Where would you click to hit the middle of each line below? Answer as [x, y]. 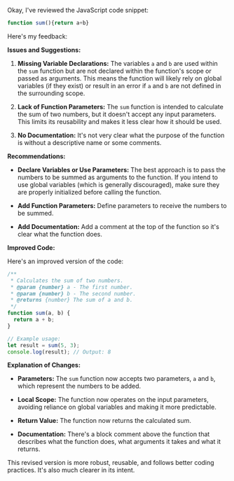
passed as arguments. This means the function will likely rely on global [119, 78]
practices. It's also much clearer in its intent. [71, 470]
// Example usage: [34, 339]
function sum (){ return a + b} [48, 23]
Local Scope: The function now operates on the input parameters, [113, 400]
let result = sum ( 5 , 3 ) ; [43, 345]
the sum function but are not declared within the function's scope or [115, 71]
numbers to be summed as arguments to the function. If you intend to [118, 177]
